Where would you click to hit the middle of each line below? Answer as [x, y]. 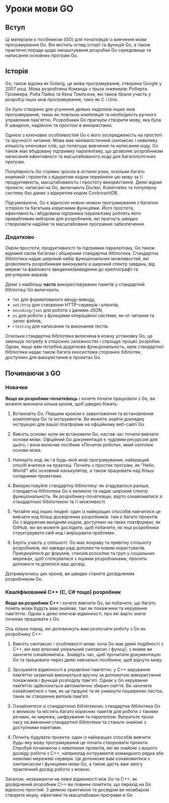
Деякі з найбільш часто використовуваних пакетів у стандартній [75, 284]
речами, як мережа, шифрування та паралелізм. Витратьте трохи [83, 717]
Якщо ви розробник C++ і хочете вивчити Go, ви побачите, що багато [80, 603]
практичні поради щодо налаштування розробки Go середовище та [78, 50]
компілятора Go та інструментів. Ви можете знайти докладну [78, 419]
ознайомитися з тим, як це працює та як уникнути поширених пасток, [88, 691]
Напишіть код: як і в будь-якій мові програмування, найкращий [81, 460]
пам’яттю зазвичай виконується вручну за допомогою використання [87, 675]
